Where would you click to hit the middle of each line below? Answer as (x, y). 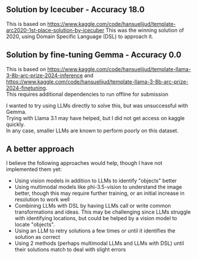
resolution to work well (42, 200)
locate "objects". (35, 225)
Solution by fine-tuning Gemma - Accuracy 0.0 (94, 55)
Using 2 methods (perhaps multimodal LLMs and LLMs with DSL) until (99, 243)
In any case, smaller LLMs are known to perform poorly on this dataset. (92, 130)
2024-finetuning (26, 88)
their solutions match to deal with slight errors (70, 250)
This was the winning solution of (145, 30)
